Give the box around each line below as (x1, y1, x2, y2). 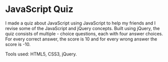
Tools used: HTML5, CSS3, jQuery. (5, 51, 77, 57)
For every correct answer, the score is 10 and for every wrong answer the (5, 36, 157, 42)
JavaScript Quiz (5, 3, 74, 15)
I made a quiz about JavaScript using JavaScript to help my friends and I (5, 20, 156, 26)
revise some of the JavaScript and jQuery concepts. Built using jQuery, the (5, 25, 160, 31)
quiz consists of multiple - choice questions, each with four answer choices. (5, 30, 163, 36)
